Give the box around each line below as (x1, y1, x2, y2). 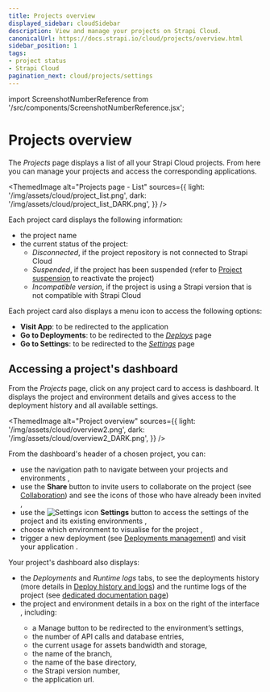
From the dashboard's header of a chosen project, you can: (8, 449, 206, 459)
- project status (8, 57, 67, 65)
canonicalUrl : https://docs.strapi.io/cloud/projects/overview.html (8, 34, 243, 43)
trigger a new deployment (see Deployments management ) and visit (19, 534, 247, 543)
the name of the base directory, (31, 657, 137, 667)
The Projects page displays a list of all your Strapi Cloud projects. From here (8, 157, 261, 167)
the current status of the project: (19, 239, 129, 249)
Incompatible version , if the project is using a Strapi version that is (31, 282, 252, 291)
